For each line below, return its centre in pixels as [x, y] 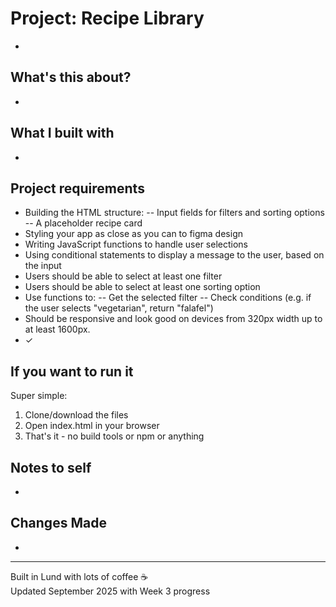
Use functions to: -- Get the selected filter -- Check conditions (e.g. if [168, 298]
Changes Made [58, 523]
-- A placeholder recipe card [83, 223]
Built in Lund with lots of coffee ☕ [79, 576]
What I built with [62, 133]
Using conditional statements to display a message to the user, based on [174, 255]
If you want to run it [72, 371]
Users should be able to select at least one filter [123, 276]
